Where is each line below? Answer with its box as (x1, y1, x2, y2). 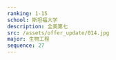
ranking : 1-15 (7, 10, 48, 17)
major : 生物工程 (7, 36, 50, 43)
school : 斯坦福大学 (7, 17, 58, 23)
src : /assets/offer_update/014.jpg (7, 29, 110, 37)
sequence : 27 (7, 42, 45, 49)
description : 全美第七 (7, 23, 68, 30)
